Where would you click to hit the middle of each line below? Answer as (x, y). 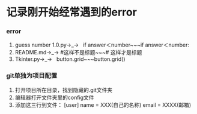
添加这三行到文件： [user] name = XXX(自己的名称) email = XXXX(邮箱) (103, 104)
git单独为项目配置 (32, 76)
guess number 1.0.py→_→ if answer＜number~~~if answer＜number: (102, 45)
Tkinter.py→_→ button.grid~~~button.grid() (70, 59)
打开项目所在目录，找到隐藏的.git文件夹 (64, 90)
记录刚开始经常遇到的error (71, 12)
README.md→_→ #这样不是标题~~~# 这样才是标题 (78, 53)
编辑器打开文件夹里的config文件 (54, 97)
